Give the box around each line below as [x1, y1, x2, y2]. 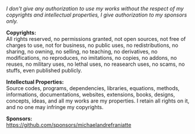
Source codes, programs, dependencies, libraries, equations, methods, [6, 85, 180, 91]
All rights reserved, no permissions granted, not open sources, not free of [6, 36, 186, 42]
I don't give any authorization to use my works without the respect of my [6, 5, 184, 12]
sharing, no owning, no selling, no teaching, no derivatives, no [6, 48, 158, 55]
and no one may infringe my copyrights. [6, 104, 104, 110]
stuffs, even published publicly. [6, 67, 82, 74]
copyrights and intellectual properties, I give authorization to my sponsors [6, 11, 187, 18]
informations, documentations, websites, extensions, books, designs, [6, 91, 175, 98]
